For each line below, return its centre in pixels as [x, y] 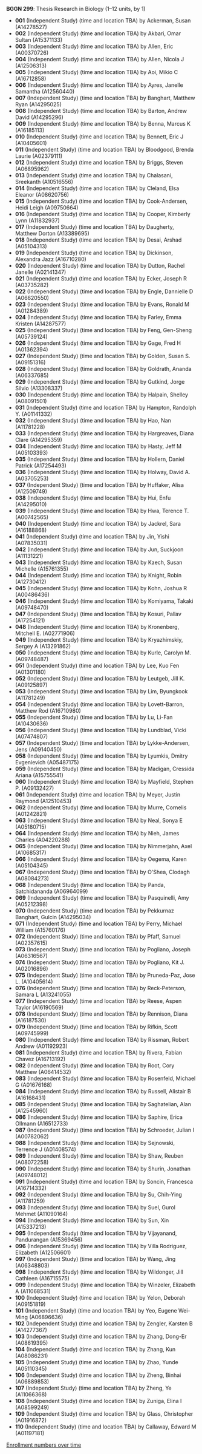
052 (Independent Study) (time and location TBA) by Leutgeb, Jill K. [100, 678]
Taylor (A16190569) [39, 1007]
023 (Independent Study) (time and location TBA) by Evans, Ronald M [102, 304]
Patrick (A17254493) [41, 466]
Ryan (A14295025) [38, 104]
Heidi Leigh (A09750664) [47, 208]
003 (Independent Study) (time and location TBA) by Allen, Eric [94, 46]
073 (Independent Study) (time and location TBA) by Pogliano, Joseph [103, 949]
